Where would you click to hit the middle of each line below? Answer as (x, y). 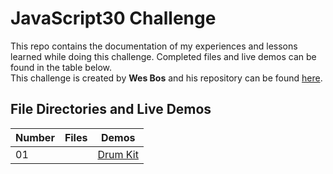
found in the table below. (61, 67)
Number (35, 137)
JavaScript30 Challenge (113, 18)
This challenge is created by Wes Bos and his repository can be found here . (166, 78)
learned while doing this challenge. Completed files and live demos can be (163, 56)
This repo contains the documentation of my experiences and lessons (154, 46)
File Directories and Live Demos (111, 109)
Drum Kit (118, 154)
